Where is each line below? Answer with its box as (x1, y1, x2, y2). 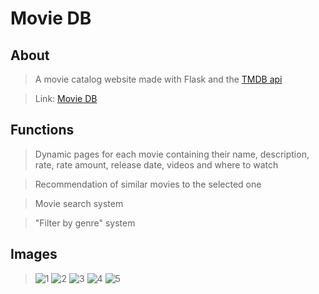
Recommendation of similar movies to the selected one (34, 178, 262, 190)
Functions (10, 122, 75, 139)
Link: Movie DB (34, 93, 98, 104)
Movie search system (34, 197, 124, 209)
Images (10, 246, 58, 263)
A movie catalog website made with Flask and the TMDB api (34, 73, 283, 85)
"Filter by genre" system (34, 217, 136, 229)
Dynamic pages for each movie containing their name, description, (34, 148, 310, 160)
